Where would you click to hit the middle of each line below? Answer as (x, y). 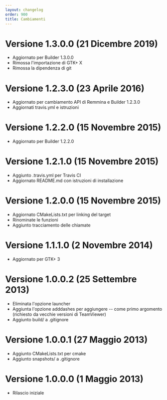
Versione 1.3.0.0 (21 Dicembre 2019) (82, 44)
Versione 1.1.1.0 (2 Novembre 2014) (79, 245)
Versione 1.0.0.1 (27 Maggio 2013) (77, 340)
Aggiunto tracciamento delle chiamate (51, 225)
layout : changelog (24, 10)
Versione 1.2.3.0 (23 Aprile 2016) (75, 88)
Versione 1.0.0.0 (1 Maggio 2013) (74, 379)
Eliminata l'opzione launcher (41, 303)
